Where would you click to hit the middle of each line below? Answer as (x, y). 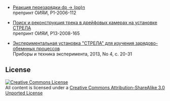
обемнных (24, 48)
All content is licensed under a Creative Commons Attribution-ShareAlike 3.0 (85, 87)
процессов (48, 48)
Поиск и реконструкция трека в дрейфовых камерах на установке (85, 23)
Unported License (24, 93)
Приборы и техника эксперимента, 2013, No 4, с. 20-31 (72, 54)
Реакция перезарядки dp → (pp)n (49, 7)
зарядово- (147, 43)
